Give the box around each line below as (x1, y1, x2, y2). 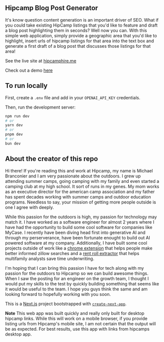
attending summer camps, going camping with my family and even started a (5, 178, 160, 184)
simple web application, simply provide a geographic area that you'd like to (5, 32, 157, 38)
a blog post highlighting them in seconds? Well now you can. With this (5, 27, 147, 33)
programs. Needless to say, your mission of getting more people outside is (5, 199, 156, 205)
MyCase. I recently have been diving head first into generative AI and (5, 229, 146, 235)
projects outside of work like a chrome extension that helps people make (5, 245, 153, 251)
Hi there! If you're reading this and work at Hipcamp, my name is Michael (5, 168, 153, 173)
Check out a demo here (5, 67, 53, 73)
